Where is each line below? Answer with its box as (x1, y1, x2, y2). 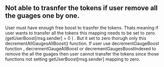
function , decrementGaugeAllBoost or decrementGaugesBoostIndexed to (5, 45, 157, 51)
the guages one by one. (5, 12, 80, 20)
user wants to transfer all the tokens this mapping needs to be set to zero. (5, 30, 157, 36)
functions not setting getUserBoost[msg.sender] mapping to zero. (5, 56, 141, 62)
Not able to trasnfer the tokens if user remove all (5, 4, 158, 12)
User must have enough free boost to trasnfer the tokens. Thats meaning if (5, 25, 159, 31)
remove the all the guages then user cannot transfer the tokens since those (5, 51, 159, 57)
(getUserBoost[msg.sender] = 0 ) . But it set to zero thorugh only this (5, 35, 147, 41)
